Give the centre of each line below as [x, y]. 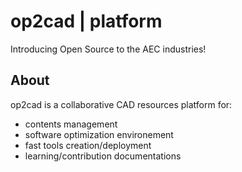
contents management [71, 124]
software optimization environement [99, 134]
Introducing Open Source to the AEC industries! [108, 49]
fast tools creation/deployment [88, 145]
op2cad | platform [86, 21]
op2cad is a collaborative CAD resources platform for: [121, 104]
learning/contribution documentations [103, 156]
